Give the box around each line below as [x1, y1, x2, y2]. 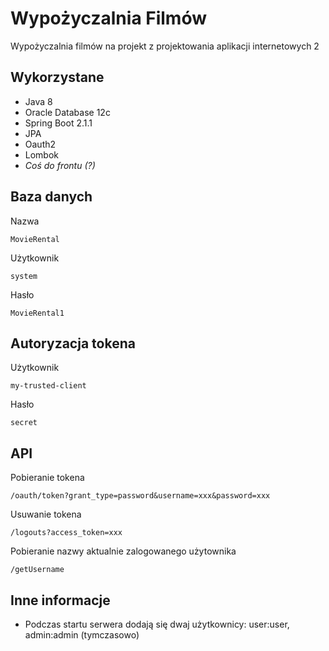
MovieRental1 [10, 308, 65, 318]
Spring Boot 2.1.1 [24, 117, 93, 129]
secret [10, 418, 38, 428]
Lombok [24, 148, 60, 161]
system [10, 271, 38, 281]
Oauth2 [24, 138, 57, 150]
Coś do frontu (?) [24, 159, 96, 171]
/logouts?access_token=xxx [10, 528, 123, 538]
